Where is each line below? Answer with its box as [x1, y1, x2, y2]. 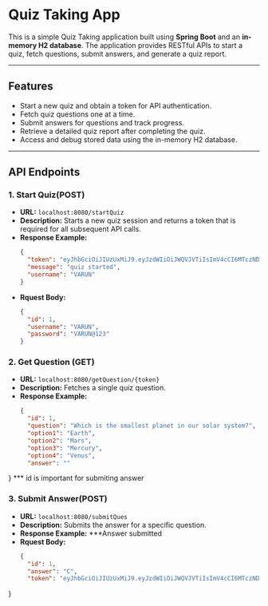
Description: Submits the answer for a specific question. [19, 520, 207, 529]
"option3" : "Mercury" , [27, 444, 103, 452]
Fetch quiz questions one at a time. [19, 109, 136, 119]
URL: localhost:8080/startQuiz [19, 208, 124, 217]
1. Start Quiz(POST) [8, 189, 85, 200]
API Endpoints [8, 165, 81, 179]
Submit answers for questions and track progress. [19, 117, 185, 127]
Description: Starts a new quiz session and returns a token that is [19, 216, 237, 225]
